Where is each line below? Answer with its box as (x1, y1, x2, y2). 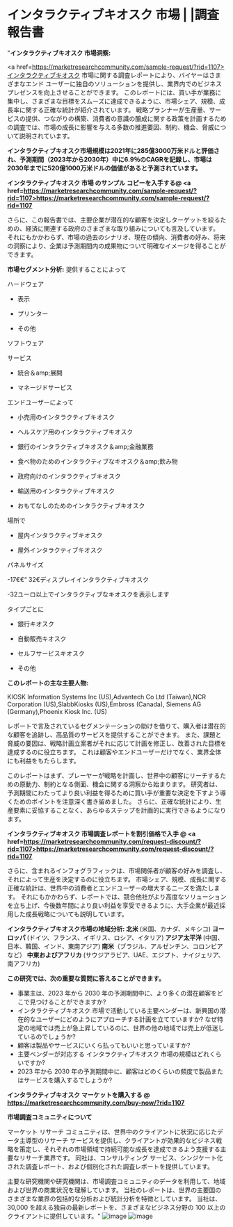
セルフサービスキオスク (17, 649, 85, 658)
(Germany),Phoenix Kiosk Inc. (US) (7, 707, 108, 715)
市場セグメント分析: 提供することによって (7, 265, 127, 273)
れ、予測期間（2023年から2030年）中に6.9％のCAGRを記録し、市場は (7, 155, 212, 163)
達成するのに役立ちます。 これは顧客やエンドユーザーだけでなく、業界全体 (7, 747, 222, 756)
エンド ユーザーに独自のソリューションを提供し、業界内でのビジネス (25, 79, 223, 88)
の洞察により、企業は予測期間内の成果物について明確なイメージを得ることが (7, 241, 226, 250)
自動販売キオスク (17, 634, 67, 642)
